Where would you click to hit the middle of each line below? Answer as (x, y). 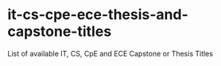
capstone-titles (60, 31)
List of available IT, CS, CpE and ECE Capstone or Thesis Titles (111, 53)
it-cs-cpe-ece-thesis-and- (98, 15)
